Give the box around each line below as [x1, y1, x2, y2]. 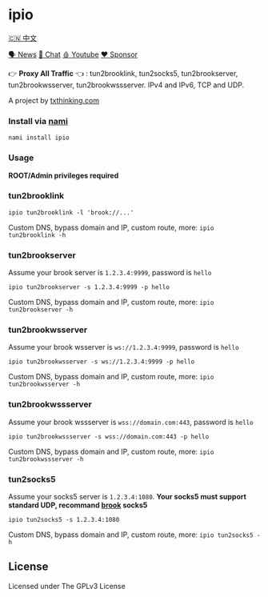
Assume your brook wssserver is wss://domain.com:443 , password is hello [8, 417, 254, 427]
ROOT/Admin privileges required [8, 170, 119, 180]
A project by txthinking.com [8, 95, 100, 105]
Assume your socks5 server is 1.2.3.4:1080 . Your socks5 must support [8, 492, 246, 502]
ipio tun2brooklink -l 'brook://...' [8, 208, 134, 217]
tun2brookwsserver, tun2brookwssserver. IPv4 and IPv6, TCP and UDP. [8, 80, 245, 90]
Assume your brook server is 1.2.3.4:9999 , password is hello [8, 268, 212, 278]
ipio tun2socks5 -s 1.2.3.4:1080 [8, 516, 120, 524]
